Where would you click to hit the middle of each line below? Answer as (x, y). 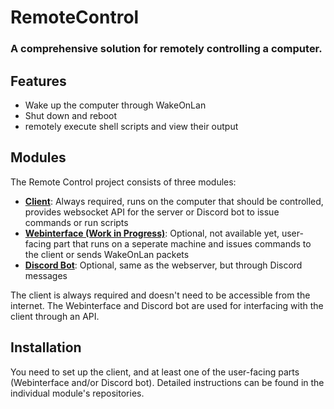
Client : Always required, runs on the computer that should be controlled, (174, 201)
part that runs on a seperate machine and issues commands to (182, 243)
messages (46, 275)
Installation (46, 347)
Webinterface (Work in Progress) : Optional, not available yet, (152, 233)
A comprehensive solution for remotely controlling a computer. (166, 49)
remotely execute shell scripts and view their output (131, 126)
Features (38, 81)
